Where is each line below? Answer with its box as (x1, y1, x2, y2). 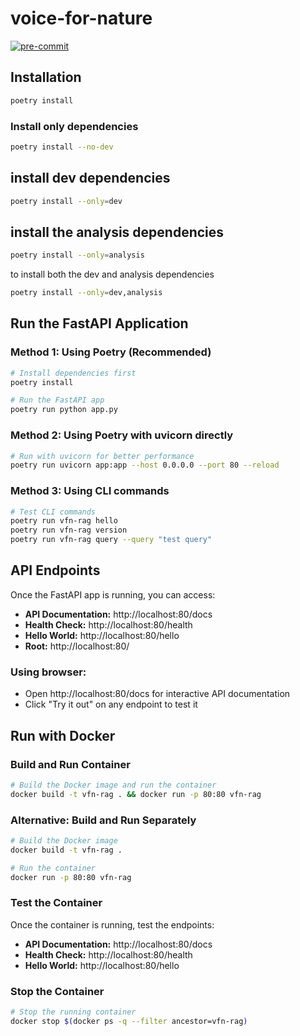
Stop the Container (10, 984, 105, 998)
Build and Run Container (10, 757, 131, 771)
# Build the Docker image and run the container (10, 780, 217, 790)
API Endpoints (10, 562, 101, 579)
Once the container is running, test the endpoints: (10, 918, 215, 931)
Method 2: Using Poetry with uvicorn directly (10, 428, 234, 442)
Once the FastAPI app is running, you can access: (10, 588, 216, 601)
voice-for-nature (10, 7, 153, 30)
